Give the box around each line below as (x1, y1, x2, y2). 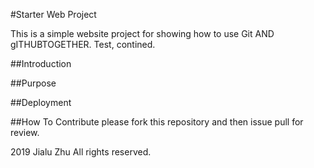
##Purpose (10, 77, 57, 89)
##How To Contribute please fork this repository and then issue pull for (10, 116, 304, 128)
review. (10, 127, 40, 138)
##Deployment (10, 97, 72, 108)
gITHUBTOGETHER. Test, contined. (10, 39, 156, 50)
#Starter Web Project (10, 9, 97, 20)
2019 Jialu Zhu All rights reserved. (10, 146, 152, 158)
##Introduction (10, 58, 72, 69)
